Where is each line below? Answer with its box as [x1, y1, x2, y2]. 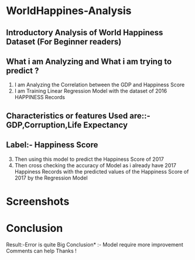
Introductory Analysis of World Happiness [6, 28, 163, 38]
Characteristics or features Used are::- [6, 110, 150, 121]
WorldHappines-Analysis [6, 4, 132, 18]
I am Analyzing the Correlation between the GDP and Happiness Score [14, 81, 185, 89]
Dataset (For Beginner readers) [6, 36, 122, 46]
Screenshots [6, 195, 70, 208]
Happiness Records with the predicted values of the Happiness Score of [14, 168, 189, 175]
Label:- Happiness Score [6, 140, 98, 150]
